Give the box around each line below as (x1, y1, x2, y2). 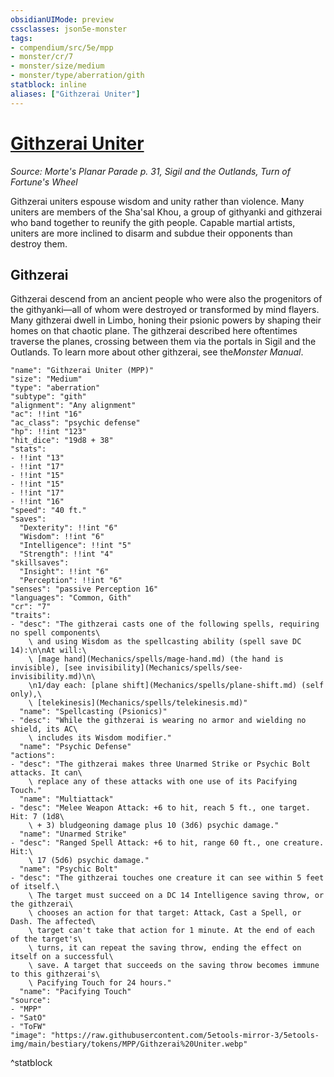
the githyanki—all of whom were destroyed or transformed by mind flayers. (10, 304, 320, 316)
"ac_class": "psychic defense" (10, 418, 141, 428)
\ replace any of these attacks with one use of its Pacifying (28, 777, 298, 787)
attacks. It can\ (10, 768, 83, 778)
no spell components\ (10, 628, 101, 638)
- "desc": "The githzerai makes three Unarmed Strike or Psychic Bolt (10, 759, 311, 770)
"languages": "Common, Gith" (10, 593, 132, 603)
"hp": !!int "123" (10, 427, 87, 437)
